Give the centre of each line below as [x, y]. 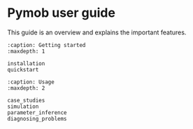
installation [26, 63]
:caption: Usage [31, 82]
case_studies [26, 100]
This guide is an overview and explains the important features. [97, 32]
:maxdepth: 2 [26, 88]
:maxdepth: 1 [26, 51]
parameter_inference [37, 113]
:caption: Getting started [47, 45]
